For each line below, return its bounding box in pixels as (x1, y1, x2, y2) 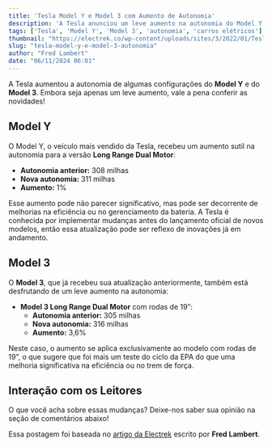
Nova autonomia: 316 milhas (32, 318, 129, 328)
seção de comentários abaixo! (8, 414, 109, 424)
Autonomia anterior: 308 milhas (19, 165, 130, 175)
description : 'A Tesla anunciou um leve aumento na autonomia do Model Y (8, 19, 263, 27)
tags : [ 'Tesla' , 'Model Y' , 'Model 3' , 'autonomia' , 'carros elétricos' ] (8, 27, 263, 35)
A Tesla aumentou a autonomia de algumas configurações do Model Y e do (8, 78, 261, 89)
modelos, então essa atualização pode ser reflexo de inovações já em (8, 224, 241, 234)
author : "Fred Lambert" (8, 49, 89, 57)
